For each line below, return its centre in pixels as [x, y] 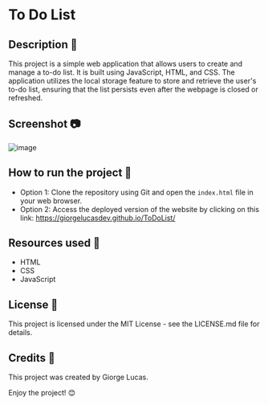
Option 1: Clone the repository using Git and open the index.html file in [137, 192]
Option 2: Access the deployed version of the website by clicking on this [139, 209]
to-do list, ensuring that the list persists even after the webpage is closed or [134, 89]
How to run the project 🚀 [70, 173]
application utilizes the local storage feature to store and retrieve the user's [132, 81]
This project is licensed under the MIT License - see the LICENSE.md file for [134, 324]
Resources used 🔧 [54, 243]
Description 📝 [43, 45]
